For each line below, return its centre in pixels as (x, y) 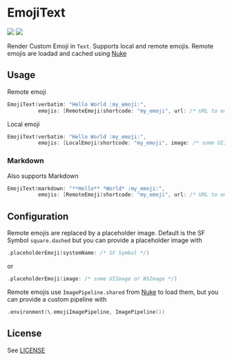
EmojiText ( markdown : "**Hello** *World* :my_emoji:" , (86, 188)
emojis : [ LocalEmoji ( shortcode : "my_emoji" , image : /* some (126, 143)
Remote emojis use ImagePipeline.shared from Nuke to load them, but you (113, 292)
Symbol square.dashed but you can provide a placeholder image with (105, 240)
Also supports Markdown (43, 176)
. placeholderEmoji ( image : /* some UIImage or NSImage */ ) (92, 279)
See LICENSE (26, 350)
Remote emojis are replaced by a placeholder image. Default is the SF (106, 233)
